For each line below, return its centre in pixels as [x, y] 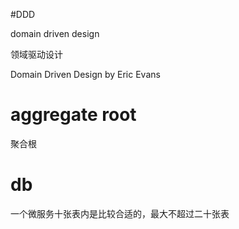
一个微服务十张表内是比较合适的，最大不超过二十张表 [120, 213]
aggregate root [73, 115]
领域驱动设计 [36, 54]
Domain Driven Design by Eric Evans [85, 74]
